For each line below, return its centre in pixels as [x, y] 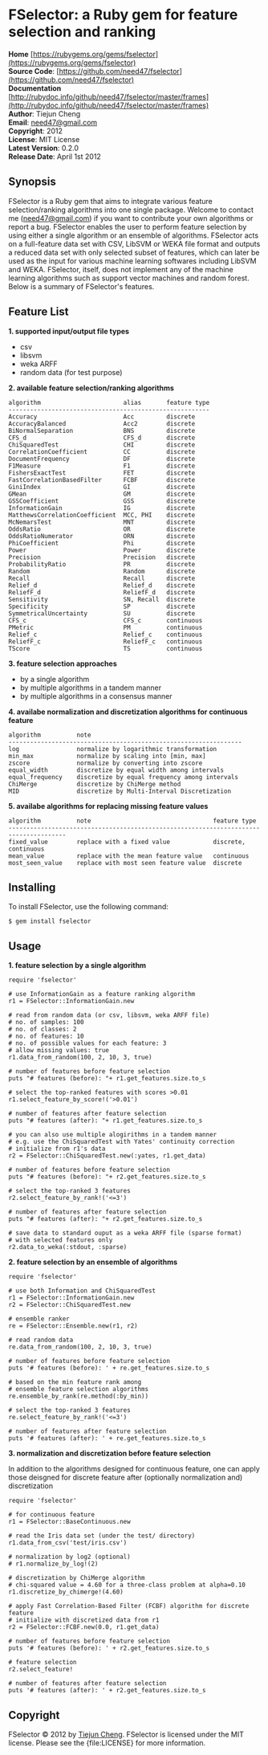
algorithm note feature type [132, 821]
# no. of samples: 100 [46, 1022]
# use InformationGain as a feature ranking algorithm [102, 994]
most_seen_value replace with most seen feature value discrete [125, 863]
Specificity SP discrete [102, 606]
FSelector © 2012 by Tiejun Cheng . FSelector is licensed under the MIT [126, 1734]
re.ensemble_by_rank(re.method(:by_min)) [79, 1396]
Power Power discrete [102, 550]
